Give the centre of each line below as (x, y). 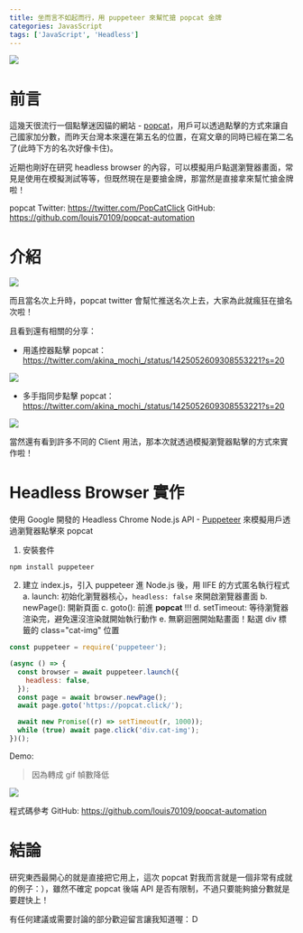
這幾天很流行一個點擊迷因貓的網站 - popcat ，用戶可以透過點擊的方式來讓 (145, 126)
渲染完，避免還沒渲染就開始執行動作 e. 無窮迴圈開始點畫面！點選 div (149, 619)
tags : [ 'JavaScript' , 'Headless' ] (74, 34)
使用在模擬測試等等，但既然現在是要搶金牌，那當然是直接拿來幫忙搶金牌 (159, 179)
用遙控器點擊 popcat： (64, 350)
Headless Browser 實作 (97, 493)
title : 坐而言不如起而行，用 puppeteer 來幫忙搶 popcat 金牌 (116, 18)
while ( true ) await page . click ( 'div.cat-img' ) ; (109, 731)
